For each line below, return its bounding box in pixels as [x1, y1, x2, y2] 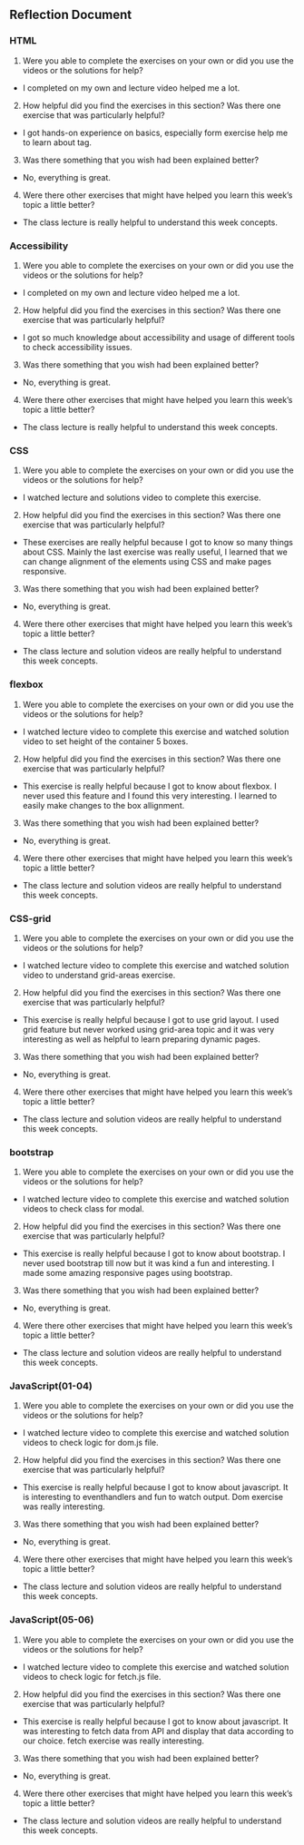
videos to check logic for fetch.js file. [22, 1671, 162, 1682]
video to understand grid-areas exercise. [22, 969, 176, 980]
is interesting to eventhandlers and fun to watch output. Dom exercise [22, 1492, 284, 1503]
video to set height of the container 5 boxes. [22, 735, 189, 747]
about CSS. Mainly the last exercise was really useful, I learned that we [22, 546, 288, 557]
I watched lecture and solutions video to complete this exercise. [22, 492, 261, 503]
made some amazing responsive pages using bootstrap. [22, 1268, 233, 1279]
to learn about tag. [22, 136, 93, 148]
